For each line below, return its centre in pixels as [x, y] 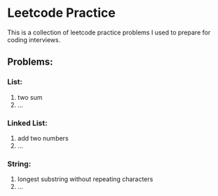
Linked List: [27, 123]
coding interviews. [34, 39]
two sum [30, 97]
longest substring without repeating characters [85, 179]
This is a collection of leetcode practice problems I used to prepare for [109, 32]
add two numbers [43, 138]
